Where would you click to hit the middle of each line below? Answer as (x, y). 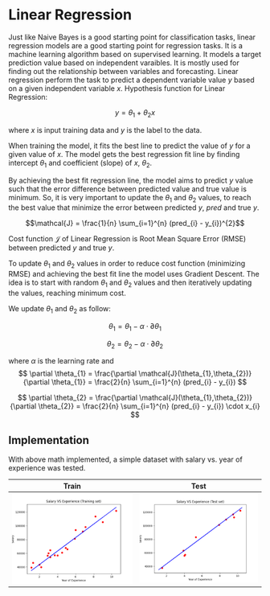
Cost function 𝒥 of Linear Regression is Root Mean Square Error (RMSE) (127, 239)
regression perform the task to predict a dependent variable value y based (131, 80)
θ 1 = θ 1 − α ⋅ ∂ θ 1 (135, 327)
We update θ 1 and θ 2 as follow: (59, 309)
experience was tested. (47, 468)
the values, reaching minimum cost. (67, 293)
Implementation (49, 440)
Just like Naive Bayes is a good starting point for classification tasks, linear (132, 37)
